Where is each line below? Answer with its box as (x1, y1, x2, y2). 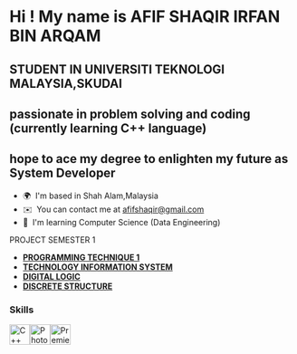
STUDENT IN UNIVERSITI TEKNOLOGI (9, 62, 225, 77)
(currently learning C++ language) (9, 120, 207, 136)
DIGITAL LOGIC (22, 271, 81, 282)
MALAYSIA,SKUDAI (9, 75, 122, 91)
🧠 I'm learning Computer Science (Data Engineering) (22, 216, 221, 227)
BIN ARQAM (9, 25, 101, 46)
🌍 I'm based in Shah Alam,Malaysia (22, 190, 158, 201)
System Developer (9, 166, 116, 181)
